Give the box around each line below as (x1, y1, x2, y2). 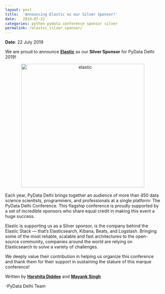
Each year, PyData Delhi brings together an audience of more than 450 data (5, 192, 159, 198)
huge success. (5, 213, 35, 219)
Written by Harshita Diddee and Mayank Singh (5, 274, 101, 280)
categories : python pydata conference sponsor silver (5, 21, 118, 26)
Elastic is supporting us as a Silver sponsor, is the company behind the (5, 223, 149, 229)
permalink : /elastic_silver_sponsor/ (5, 26, 83, 31)
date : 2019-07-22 (5, 16, 45, 21)
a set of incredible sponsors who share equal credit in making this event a (5, 208, 155, 214)
